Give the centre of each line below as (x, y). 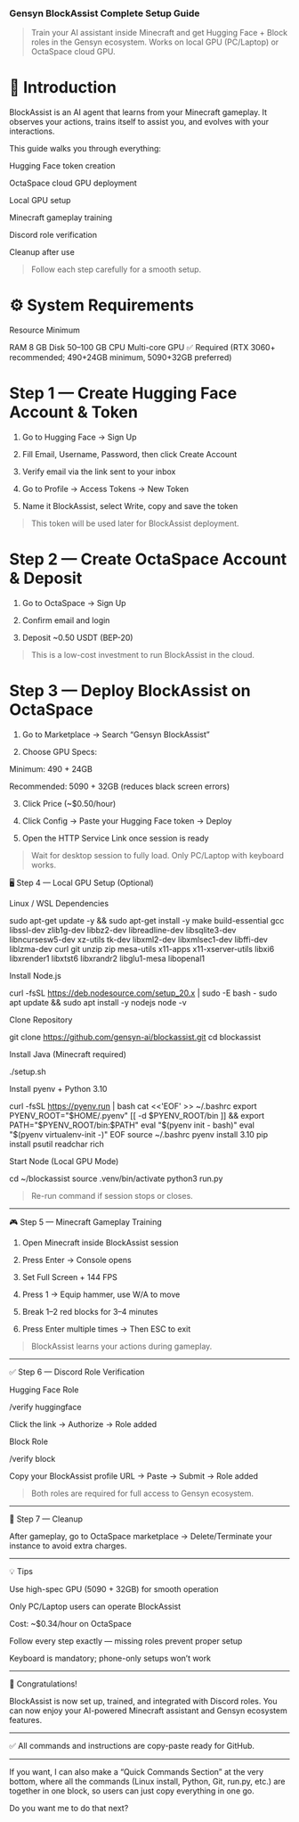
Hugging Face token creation (62, 166)
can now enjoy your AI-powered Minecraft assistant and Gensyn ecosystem (148, 1711)
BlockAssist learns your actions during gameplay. (121, 1346)
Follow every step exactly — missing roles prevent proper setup (126, 1641)
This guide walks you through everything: (85, 149)
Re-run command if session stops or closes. (112, 1195)
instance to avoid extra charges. (68, 1546)
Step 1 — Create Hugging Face (123, 394)
